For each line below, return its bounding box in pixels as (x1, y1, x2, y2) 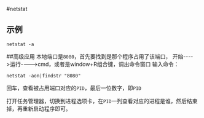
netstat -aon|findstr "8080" (6, 73, 81, 79)
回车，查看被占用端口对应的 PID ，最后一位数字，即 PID (6, 84, 141, 92)
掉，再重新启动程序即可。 (6, 104, 71, 112)
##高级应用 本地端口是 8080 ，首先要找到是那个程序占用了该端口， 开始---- (6, 52, 194, 60)
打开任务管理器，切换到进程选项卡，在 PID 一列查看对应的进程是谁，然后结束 (6, 97, 198, 104)
